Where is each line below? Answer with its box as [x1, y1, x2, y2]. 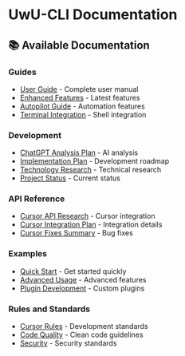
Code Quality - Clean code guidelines [19, 330, 144, 340]
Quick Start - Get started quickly [19, 266, 127, 276]
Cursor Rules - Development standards [19, 322, 149, 331]
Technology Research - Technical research [19, 165, 162, 175]
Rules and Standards [8, 303, 91, 314]
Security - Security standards [19, 338, 117, 348]
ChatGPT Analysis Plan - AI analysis [19, 148, 138, 157]
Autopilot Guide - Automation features [19, 101, 145, 111]
